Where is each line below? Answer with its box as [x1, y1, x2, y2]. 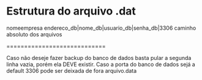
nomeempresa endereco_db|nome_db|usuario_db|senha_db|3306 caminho [6, 24, 196, 32]
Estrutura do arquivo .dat [6, 4, 137, 18]
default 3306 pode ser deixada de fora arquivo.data [6, 67, 137, 74]
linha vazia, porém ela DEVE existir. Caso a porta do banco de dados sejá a [6, 61, 196, 68]
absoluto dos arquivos [6, 30, 62, 38]
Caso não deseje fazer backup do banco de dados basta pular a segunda [6, 54, 192, 61]
